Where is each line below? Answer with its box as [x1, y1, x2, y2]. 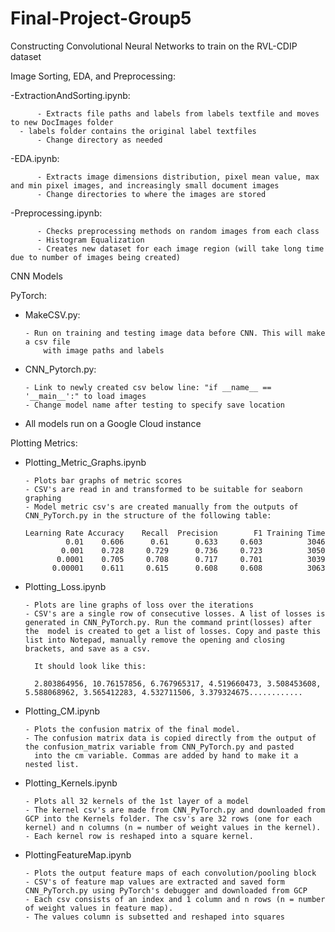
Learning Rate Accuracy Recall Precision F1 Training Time [24, 528, 326, 538]
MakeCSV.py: [24, 308, 81, 321]
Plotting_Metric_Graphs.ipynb [24, 456, 147, 468]
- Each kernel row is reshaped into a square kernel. [24, 831, 254, 841]
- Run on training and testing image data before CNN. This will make [24, 328, 326, 338]
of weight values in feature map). [24, 903, 174, 913]
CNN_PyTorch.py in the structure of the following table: [24, 510, 272, 521]
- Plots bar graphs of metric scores [24, 475, 183, 486]
